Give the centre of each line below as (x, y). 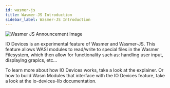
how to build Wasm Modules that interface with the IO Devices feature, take (85, 76)
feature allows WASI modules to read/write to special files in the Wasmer (82, 50)
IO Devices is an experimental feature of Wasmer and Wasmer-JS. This (80, 44)
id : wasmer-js (21, 10)
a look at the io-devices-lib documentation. (51, 81)
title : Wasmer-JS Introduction (39, 15)
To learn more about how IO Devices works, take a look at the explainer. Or (84, 70)
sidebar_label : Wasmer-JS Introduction (48, 19)
